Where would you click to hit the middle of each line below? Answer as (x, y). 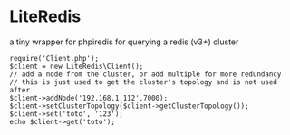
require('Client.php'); (54, 58)
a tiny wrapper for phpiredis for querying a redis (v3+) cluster (124, 42)
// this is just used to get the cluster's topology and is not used (144, 82)
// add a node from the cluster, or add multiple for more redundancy (145, 74)
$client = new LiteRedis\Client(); (77, 66)
